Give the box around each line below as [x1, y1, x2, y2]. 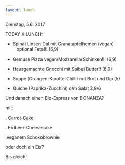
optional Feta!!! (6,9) [16, 46, 59, 52]
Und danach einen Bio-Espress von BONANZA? [5, 95, 104, 101]
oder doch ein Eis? [5, 144, 44, 150]
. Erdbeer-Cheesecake [5, 124, 52, 130]
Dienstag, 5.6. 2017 [5, 21, 46, 27]
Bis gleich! [5, 153, 27, 159]
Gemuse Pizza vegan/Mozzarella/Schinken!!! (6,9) [12, 56, 117, 62]
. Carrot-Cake [5, 115, 34, 121]
